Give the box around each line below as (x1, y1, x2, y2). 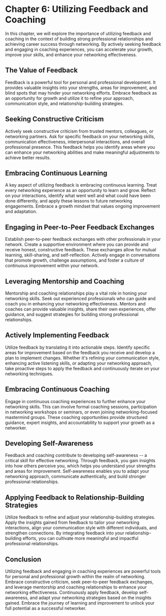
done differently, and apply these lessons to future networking (5, 198, 132, 204)
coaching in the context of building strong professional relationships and (5, 36, 153, 42)
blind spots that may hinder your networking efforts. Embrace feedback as (5, 90, 157, 96)
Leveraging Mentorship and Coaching (5, 277, 125, 286)
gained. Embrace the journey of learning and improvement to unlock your (5, 600, 155, 606)
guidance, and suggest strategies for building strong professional (5, 311, 139, 317)
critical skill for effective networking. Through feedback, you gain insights (5, 458, 156, 464)
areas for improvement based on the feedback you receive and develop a (5, 349, 155, 355)
